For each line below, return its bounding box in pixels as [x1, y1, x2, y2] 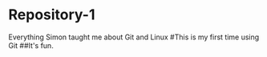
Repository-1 [8, 6, 95, 24]
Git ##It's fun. [8, 40, 54, 50]
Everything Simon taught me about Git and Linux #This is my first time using [8, 32, 260, 42]
